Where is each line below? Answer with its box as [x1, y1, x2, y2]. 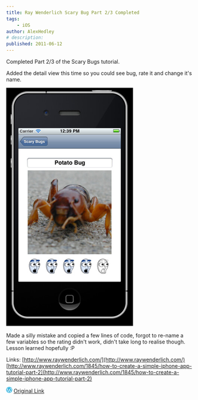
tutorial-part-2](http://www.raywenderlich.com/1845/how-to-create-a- [6, 369, 180, 376]
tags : [6, 15, 20, 22]
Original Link [13, 387, 45, 394]
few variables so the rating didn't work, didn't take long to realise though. [6, 338, 186, 345]
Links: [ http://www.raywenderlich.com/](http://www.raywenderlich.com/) [6, 356, 186, 363]
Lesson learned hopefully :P [6, 345, 75, 351]
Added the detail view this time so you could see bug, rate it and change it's [6, 70, 192, 77]
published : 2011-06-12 [6, 41, 62, 47]
